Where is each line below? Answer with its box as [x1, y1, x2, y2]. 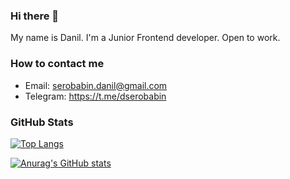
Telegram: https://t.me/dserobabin [24, 90, 167, 102]
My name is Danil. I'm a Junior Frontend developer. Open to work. [10, 32, 281, 44]
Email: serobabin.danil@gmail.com [24, 79, 168, 91]
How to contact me [10, 57, 105, 71]
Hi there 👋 [10, 9, 60, 23]
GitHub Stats [10, 115, 74, 129]
